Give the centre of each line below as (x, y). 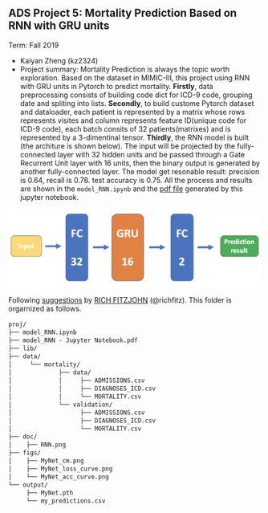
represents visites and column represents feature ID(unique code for (133, 120)
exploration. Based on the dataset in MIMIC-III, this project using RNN (135, 77)
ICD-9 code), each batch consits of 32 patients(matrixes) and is (125, 128)
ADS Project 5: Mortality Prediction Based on (123, 13)
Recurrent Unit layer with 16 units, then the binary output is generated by (140, 163)
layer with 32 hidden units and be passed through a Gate (151, 154)
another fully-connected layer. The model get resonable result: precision (140, 171)
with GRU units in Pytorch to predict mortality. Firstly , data (117, 86)
